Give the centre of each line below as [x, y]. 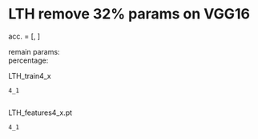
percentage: [28, 60]
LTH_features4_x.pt [40, 112]
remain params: [34, 51]
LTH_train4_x [30, 76]
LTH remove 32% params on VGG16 [129, 14]
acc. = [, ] [24, 36]
